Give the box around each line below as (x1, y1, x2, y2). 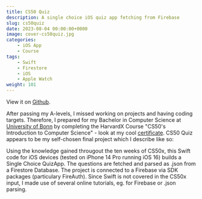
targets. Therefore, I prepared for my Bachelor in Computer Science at (6, 116, 181, 124)
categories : (6, 37, 36, 43)
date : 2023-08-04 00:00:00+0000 (6, 25, 88, 32)
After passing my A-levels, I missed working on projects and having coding (6, 110, 193, 117)
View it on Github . (6, 98, 51, 106)
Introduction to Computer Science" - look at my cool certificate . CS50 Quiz (6, 129, 193, 136)
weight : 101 (6, 82, 36, 88)
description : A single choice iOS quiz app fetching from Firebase (6, 14, 180, 21)
